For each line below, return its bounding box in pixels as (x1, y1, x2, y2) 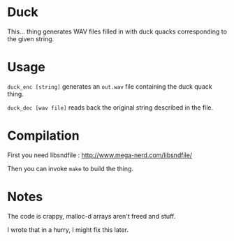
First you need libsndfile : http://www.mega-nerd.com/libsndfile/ (7, 151, 193, 159)
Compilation (7, 128, 80, 144)
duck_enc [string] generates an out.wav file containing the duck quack (7, 82, 212, 91)
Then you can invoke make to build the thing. (7, 164, 134, 173)
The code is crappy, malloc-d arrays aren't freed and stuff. (7, 212, 176, 220)
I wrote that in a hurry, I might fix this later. (7, 225, 129, 234)
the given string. (7, 34, 54, 43)
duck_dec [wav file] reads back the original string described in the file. (7, 103, 214, 112)
